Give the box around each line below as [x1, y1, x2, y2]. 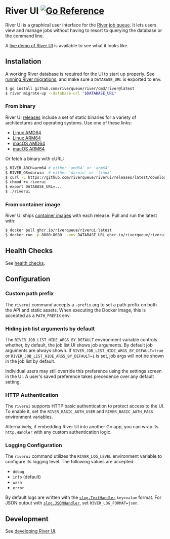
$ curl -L [5, 175, 26, 180]
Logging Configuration [5, 442, 62, 449]
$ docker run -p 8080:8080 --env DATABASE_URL [5, 233, 105, 238]
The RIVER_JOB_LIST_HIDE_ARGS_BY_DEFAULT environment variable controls [5, 336, 158, 342]
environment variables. [5, 414, 53, 420]
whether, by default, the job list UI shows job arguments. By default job [5, 342, 153, 348]
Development [5, 515, 49, 523]
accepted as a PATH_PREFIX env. [5, 312, 71, 319]
